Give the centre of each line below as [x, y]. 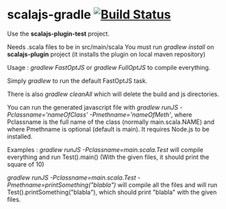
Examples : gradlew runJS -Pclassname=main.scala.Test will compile [105, 149]
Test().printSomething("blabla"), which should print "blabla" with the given [112, 192]
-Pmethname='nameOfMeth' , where [141, 114]
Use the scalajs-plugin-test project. [58, 34]
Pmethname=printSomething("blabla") [62, 184]
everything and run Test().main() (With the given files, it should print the [108, 157]
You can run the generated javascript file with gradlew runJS [93, 107]
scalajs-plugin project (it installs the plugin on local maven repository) [106, 54]
